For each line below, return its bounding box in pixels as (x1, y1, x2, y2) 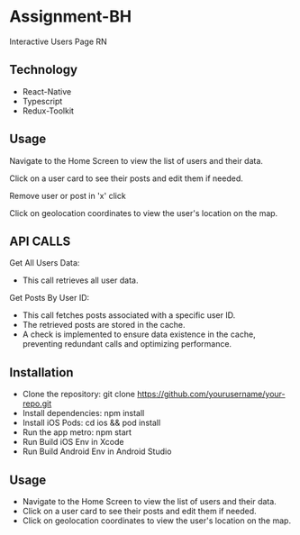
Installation (9, 365, 74, 380)
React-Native (22, 86, 72, 96)
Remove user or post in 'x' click (9, 190, 126, 201)
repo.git (22, 398, 52, 409)
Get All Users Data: (9, 258, 80, 268)
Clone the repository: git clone (22, 389, 135, 400)
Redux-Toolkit (22, 105, 75, 116)
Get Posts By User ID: (9, 293, 90, 304)
